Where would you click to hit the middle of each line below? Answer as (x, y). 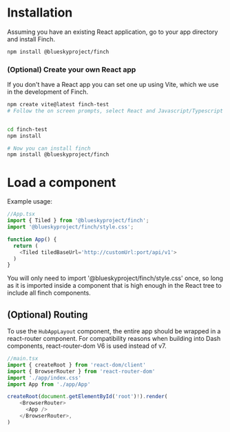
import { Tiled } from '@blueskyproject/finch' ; (78, 221)
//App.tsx (21, 214)
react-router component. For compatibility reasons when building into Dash (114, 339)
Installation (40, 13)
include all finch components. (49, 293)
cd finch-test (28, 129)
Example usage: (30, 202)
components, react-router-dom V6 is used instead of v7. (87, 346)
